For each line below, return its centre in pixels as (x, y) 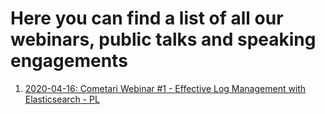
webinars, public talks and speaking (163, 39)
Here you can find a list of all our (147, 18)
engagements (69, 61)
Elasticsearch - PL (62, 99)
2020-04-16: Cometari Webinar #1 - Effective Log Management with (165, 88)
